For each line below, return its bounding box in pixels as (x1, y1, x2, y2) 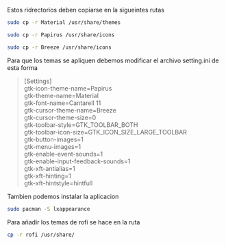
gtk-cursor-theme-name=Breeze (23, 106, 116, 114)
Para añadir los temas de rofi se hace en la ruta (7, 218, 140, 226)
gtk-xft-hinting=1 (23, 172, 72, 180)
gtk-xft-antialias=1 (23, 164, 75, 172)
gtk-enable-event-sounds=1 (23, 150, 103, 158)
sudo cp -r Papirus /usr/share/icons (7, 31, 115, 38)
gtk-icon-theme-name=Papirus (23, 84, 112, 92)
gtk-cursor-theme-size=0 (23, 113, 97, 121)
